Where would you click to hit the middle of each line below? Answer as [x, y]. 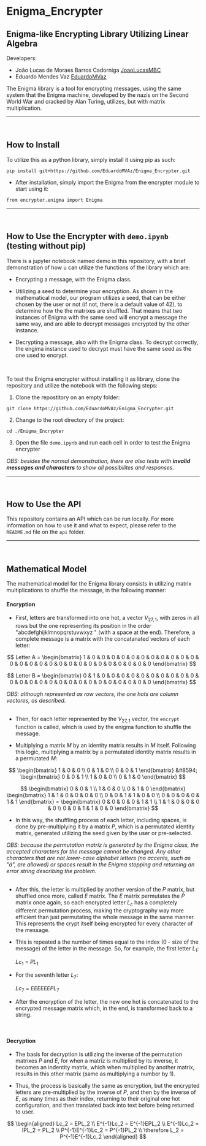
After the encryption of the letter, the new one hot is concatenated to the [107, 1002]
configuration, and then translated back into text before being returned [105, 1106]
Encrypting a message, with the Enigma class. [73, 279]
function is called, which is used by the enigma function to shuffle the [103, 727]
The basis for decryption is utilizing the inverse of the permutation [99, 1054]
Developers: [21, 58]
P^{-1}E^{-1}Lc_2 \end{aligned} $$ [103, 1137]
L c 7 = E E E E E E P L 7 [37, 989]
